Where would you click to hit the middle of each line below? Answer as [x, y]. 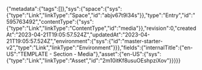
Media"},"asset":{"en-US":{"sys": [120, 54]
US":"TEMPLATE [27, 54]
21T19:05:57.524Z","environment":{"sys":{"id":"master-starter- [85, 41]
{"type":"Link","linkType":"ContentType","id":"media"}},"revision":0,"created [101, 28]
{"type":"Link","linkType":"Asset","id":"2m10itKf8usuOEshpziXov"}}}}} [94, 61]
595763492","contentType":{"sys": [50, 22]
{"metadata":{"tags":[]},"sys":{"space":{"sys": [64, 9]
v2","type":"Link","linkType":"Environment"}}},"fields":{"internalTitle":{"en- [100, 47]
